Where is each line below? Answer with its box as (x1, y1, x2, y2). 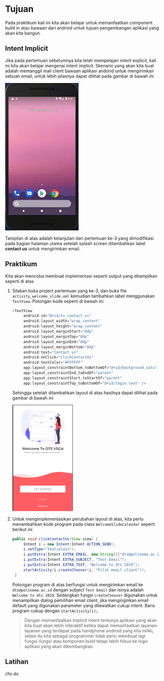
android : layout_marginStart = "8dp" (23, 329, 94, 334)
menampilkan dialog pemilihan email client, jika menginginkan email (12, 597, 149, 603)
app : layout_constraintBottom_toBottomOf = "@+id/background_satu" (23, 365, 158, 370)
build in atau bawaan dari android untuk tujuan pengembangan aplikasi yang (5, 25, 159, 30)
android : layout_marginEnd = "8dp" (23, 339, 90, 344)
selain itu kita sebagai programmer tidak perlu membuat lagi (24, 633, 146, 639)
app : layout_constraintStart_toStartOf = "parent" (23, 375, 122, 380)
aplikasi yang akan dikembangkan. (24, 643, 94, 649)
